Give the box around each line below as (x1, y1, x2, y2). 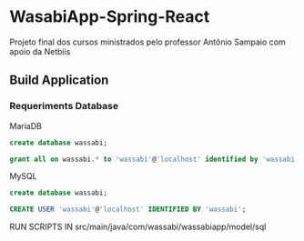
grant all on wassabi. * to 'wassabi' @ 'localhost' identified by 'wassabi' (9, 155, 299, 164)
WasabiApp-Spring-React (9, 6, 210, 27)
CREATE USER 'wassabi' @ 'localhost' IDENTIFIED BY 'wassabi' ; (9, 205, 247, 215)
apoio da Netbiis (9, 45, 71, 56)
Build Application (9, 73, 109, 88)
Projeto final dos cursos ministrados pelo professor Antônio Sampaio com (9, 36, 286, 47)
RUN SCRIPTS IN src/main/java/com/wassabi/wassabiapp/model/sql (9, 221, 267, 233)
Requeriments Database (9, 100, 119, 113)
